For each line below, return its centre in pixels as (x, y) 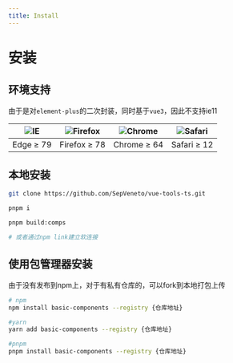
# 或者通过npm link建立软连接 (53, 237)
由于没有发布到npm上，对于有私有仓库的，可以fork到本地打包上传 (117, 284)
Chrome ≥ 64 (139, 144)
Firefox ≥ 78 (82, 144)
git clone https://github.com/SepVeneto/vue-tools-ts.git (107, 194)
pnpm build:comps (37, 223)
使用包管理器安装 (50, 264)
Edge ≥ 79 (32, 144)
